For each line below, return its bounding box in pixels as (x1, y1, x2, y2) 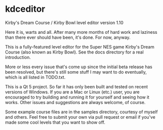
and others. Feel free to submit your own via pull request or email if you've (5, 114, 156, 120)
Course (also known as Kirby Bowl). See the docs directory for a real (5, 49, 144, 55)
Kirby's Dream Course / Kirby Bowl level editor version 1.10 (5, 20, 124, 26)
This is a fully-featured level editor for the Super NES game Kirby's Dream (5, 44, 155, 50)
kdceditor (5, 3, 46, 15)
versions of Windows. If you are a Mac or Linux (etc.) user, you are (5, 89, 140, 95)
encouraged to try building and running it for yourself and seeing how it (5, 94, 150, 100)
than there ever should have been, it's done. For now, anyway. (5, 34, 131, 40)
